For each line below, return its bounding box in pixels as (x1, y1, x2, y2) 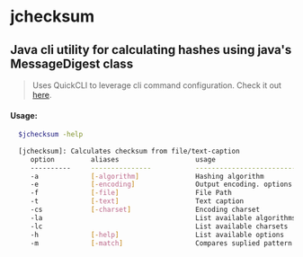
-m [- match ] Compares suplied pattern (30, 238, 293, 248)
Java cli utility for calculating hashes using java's (10, 42, 292, 58)
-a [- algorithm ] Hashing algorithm (30, 172, 264, 181)
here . (31, 90, 52, 100)
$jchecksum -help (18, 130, 84, 139)
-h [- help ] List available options (30, 230, 284, 239)
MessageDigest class (10, 56, 134, 71)
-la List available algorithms (30, 213, 297, 222)
